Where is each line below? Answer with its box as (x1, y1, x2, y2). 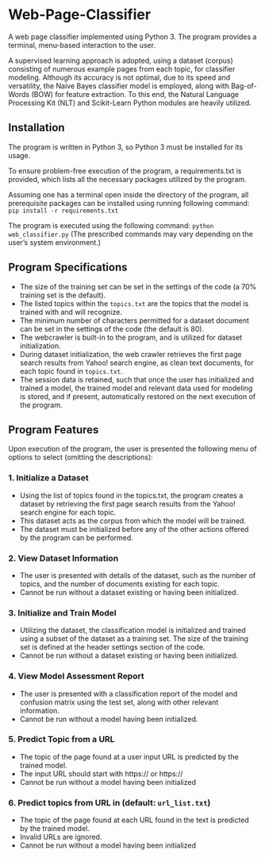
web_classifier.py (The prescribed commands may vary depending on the (8, 229, 254, 239)
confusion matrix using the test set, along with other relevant (19, 697, 219, 707)
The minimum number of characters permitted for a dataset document (19, 316, 250, 325)
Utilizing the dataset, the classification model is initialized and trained (19, 626, 246, 635)
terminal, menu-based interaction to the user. (8, 40, 156, 49)
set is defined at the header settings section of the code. (19, 643, 205, 652)
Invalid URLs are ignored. (19, 833, 102, 842)
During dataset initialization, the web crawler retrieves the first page (19, 349, 242, 359)
